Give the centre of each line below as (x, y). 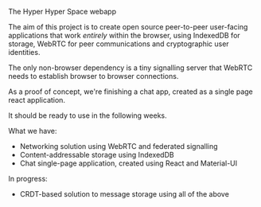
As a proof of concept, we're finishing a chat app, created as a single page (130, 92)
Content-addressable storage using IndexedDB (97, 155)
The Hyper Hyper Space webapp (62, 12)
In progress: (28, 179)
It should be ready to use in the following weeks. (88, 115)
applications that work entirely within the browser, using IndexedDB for (124, 35)
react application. (37, 100)
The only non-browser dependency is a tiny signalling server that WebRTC (130, 68)
